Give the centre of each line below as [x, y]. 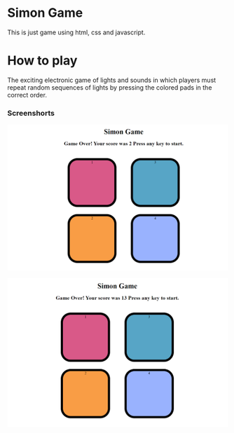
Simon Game [45, 13]
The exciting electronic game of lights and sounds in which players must [112, 80]
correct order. [27, 95]
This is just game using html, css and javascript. [76, 32]
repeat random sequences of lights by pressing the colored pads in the [110, 87]
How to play [42, 61]
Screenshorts [31, 113]
